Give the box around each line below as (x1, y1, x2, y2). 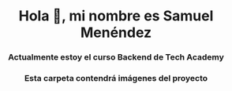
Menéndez (80, 24, 152, 42)
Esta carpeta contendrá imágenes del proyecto (24, 73, 208, 84)
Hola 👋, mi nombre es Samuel (18, 7, 214, 25)
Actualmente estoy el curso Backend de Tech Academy (8, 52, 224, 63)
